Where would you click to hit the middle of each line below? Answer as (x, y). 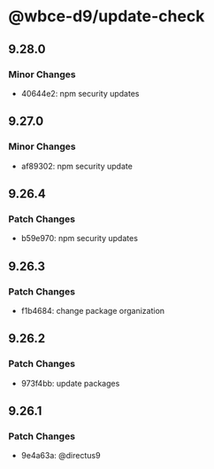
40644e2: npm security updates (80, 93)
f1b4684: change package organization (93, 310)
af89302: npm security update (77, 166)
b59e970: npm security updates (80, 238)
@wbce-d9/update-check (107, 16)
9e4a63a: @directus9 (61, 456)
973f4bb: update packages (70, 383)
